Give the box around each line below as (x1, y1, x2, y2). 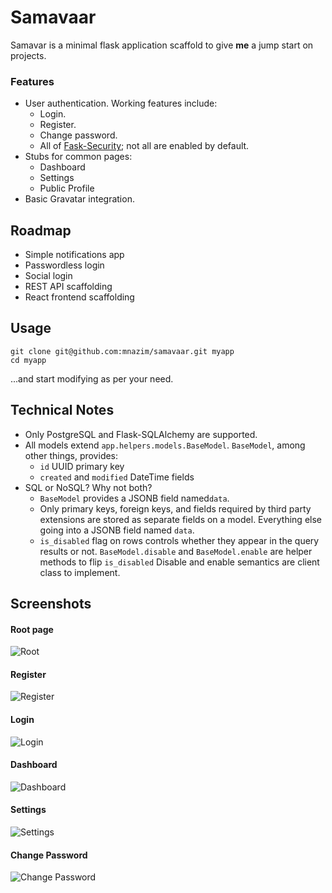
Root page (10, 623, 54, 635)
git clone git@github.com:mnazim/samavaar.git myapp (10, 346, 235, 356)
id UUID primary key (39, 460, 125, 472)
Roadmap (10, 222, 72, 239)
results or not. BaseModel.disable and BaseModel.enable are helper (39, 545, 313, 557)
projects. (10, 49, 47, 61)
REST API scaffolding (24, 281, 113, 293)
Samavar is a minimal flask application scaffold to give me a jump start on (10, 39, 314, 51)
